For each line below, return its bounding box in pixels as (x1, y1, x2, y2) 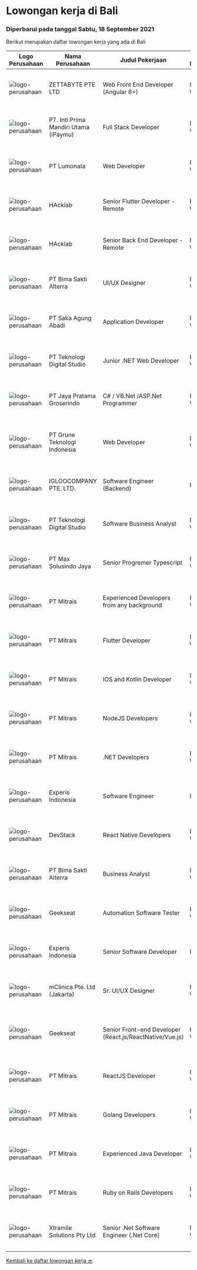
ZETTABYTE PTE (49, 80, 96, 89)
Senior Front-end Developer (102, 1026, 181, 1034)
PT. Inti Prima (49, 116, 86, 124)
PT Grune (49, 431, 76, 439)
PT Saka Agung (49, 314, 92, 322)
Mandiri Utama (49, 123, 90, 132)
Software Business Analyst (102, 520, 177, 528)
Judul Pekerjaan (120, 56, 167, 64)
